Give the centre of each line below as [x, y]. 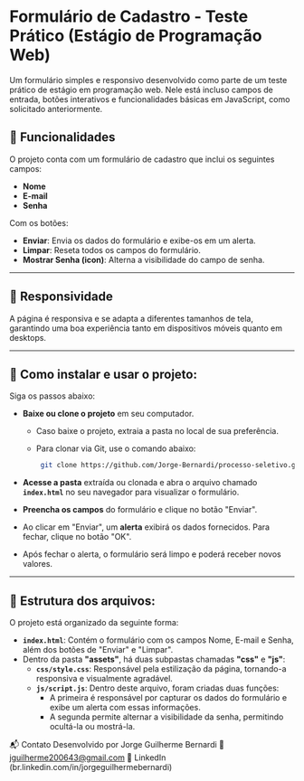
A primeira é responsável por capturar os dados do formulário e [168, 698]
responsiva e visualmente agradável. [104, 679]
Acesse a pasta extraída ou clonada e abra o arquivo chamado [140, 483]
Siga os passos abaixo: [52, 396]
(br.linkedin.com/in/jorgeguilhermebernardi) [91, 767]
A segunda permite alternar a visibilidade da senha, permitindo [166, 717]
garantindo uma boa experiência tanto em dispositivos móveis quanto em [146, 328]
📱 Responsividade [61, 297]
